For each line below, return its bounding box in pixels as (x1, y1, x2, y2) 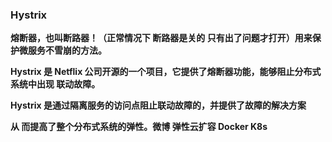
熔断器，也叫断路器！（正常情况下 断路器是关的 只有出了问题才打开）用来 (10, 32, 313, 44)
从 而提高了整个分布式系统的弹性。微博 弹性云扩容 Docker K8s (10, 121, 268, 133)
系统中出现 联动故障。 (10, 78, 101, 90)
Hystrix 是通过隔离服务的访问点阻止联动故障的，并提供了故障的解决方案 (10, 99, 307, 112)
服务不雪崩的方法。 (27, 44, 107, 57)
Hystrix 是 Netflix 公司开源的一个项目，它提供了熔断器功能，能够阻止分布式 (10, 66, 322, 78)
